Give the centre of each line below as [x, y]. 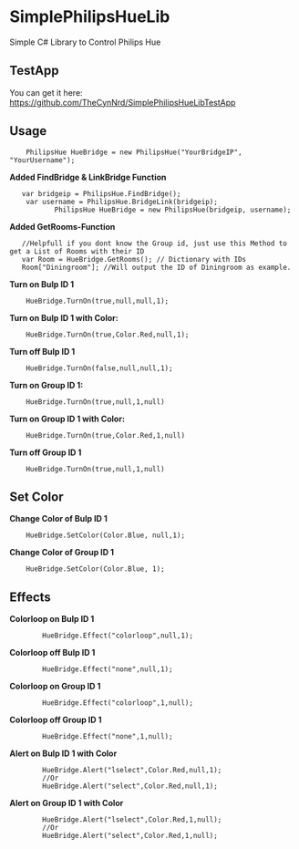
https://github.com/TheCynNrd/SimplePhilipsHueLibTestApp [123, 102]
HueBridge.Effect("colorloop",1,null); [118, 703]
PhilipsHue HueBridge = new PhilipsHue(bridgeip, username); [173, 210]
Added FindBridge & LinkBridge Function [88, 177]
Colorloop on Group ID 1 [55, 687]
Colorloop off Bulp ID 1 [52, 653]
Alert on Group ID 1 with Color [67, 803]
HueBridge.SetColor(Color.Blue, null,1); [105, 535]
